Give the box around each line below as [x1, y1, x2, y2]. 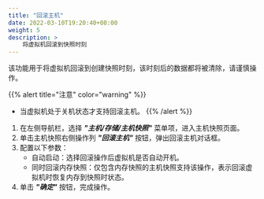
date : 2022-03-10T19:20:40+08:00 [8, 19, 118, 27]
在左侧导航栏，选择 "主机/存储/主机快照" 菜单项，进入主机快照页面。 [19, 123, 244, 133]
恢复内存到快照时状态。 [52, 172, 128, 182]
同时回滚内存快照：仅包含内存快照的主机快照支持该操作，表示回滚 [31, 163, 246, 172]
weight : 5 [8, 26, 41, 34]
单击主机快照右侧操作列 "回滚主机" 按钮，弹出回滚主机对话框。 [19, 133, 225, 142]
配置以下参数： [19, 143, 69, 153]
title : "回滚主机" [8, 11, 65, 20]
